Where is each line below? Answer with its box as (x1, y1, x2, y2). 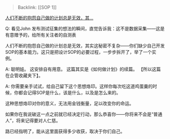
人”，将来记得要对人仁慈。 (5, 118, 61, 123)
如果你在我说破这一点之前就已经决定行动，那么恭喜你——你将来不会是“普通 (5, 111, 163, 117)
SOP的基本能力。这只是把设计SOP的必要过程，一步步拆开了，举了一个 (5, 49, 152, 55)
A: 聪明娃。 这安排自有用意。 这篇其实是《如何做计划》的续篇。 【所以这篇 (5, 66, 161, 72)
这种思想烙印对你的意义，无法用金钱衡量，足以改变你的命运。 (5, 100, 134, 106)
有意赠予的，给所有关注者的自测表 (5, 32, 76, 38)
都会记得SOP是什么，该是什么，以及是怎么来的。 (18, 90, 121, 95)
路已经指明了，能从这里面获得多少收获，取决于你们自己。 (5, 128, 125, 134)
